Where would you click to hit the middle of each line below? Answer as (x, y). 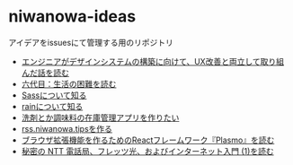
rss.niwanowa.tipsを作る (67, 128)
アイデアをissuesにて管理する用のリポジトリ (91, 42)
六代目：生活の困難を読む (69, 83)
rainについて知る (52, 106)
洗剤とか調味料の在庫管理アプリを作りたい (100, 117)
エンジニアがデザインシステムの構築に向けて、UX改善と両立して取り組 (153, 61)
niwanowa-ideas (72, 17)
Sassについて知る (54, 95)
